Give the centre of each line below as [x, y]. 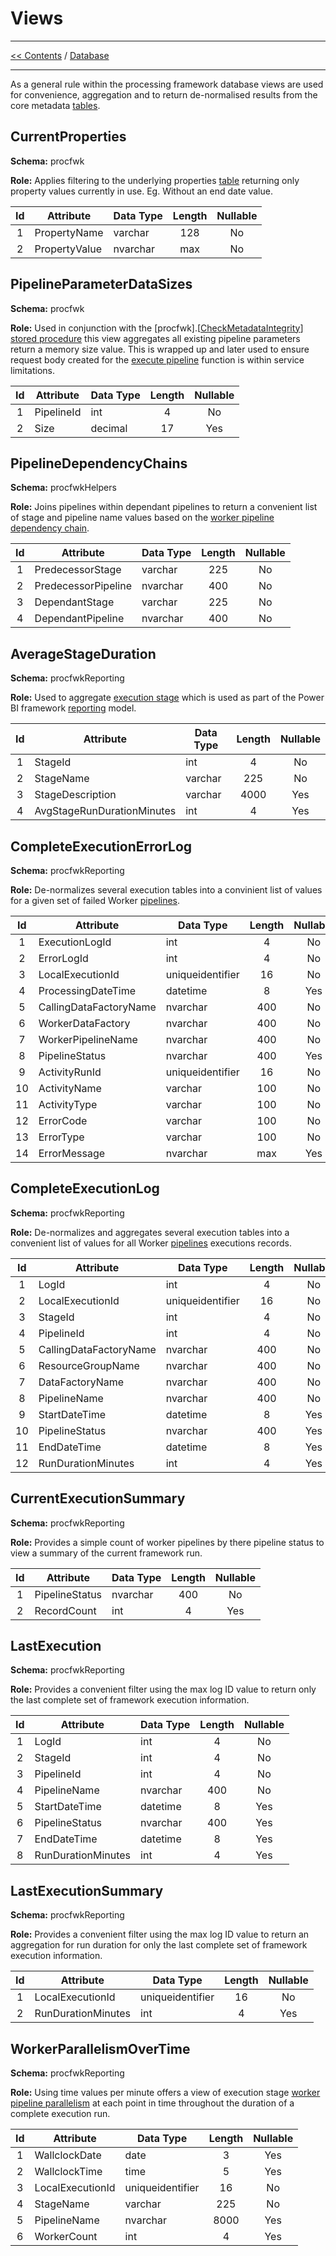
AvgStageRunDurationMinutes [105, 811]
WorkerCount [66, 2237]
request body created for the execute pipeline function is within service [157, 359]
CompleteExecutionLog [85, 1188]
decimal [109, 428]
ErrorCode [63, 1120]
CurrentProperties [68, 137]
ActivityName [70, 1088]
